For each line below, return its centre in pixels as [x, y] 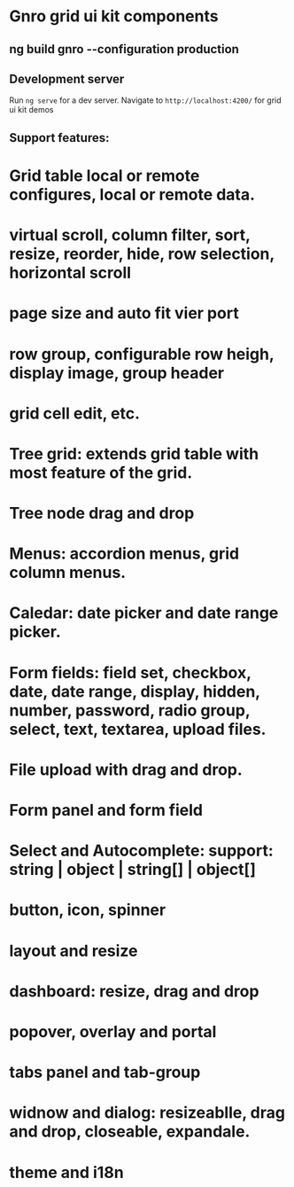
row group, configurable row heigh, [142, 354]
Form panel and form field [106, 811]
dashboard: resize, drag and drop [134, 991]
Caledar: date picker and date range [144, 613]
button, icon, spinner [88, 910]
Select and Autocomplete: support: [141, 851]
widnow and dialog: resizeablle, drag [147, 1113]
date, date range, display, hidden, [135, 691]
